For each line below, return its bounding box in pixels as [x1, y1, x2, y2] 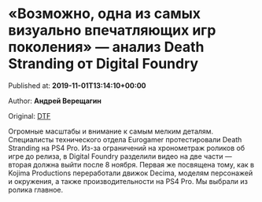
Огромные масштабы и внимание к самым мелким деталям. [8, 127, 214, 136]
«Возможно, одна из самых [8, 5, 201, 23]
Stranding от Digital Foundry [8, 55, 199, 73]
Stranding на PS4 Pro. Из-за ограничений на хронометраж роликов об [8, 143, 245, 152]
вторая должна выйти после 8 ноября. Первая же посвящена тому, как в [8, 160, 254, 169]
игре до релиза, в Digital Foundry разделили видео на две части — [8, 151, 232, 161]
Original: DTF [8, 111, 51, 120]
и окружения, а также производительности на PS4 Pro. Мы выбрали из [8, 176, 248, 185]
